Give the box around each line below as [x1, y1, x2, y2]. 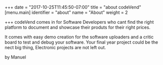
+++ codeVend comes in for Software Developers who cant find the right [4, 19, 154, 25]
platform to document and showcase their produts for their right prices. [4, 24, 151, 30]
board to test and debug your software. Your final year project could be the [4, 39, 159, 45]
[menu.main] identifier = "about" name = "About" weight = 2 [4, 9, 128, 15]
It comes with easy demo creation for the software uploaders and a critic [4, 34, 154, 40]
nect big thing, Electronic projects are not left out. [4, 45, 106, 50]
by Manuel [4, 54, 26, 60]
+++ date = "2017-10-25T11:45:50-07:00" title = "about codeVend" [4, 4, 142, 10]
